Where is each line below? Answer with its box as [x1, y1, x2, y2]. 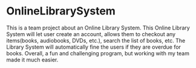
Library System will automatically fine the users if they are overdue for [6, 43, 181, 51]
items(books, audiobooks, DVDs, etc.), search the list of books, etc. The [6, 37, 186, 44]
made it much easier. [6, 56, 59, 63]
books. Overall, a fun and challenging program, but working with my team [6, 49, 189, 57]
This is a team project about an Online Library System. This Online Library [6, 24, 191, 31]
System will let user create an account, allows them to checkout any [6, 30, 176, 37]
